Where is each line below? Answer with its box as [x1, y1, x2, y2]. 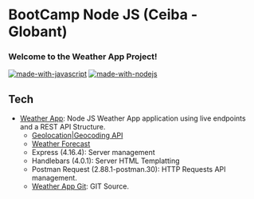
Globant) [8, 22, 68, 41]
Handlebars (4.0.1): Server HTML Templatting [31, 156, 180, 165]
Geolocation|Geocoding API [31, 130, 123, 141]
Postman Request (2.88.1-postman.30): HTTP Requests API [31, 165, 226, 174]
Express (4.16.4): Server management [31, 148, 155, 157]
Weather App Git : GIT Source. [31, 181, 130, 191]
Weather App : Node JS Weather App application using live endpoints [19, 113, 246, 123]
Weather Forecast [31, 139, 91, 149]
